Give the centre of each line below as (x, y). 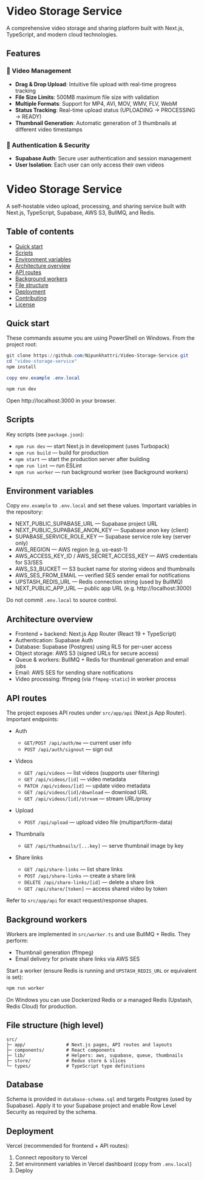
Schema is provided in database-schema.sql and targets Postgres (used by (99, 1099)
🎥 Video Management (39, 71)
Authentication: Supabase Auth (54, 640)
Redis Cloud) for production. (42, 1006)
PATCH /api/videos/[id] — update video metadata (87, 786)
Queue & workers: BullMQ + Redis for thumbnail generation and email (102, 660)
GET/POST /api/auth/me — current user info (78, 743)
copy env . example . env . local (43, 378)
